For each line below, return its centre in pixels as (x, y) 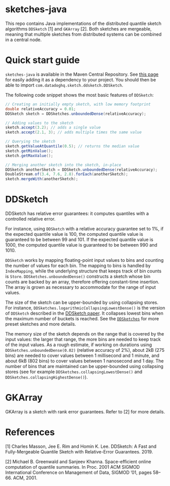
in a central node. (24, 40)
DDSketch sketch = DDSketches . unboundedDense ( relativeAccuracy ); (76, 114)
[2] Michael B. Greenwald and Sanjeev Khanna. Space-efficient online (78, 462)
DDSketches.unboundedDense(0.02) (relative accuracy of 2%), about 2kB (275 (85, 350)
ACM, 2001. (25, 478)
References (30, 432)
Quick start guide (43, 60)
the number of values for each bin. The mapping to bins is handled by (78, 266)
